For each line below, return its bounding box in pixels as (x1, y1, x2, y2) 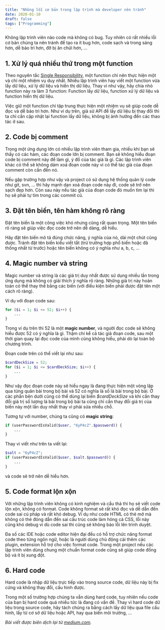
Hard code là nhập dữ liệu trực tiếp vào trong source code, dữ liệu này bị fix (5, 579, 159, 585)
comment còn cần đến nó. (5, 167, 59, 173)
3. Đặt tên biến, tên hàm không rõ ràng (5, 207, 125, 215)
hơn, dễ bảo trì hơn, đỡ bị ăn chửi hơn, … (5, 45, 88, 51)
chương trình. (5, 341, 33, 347)
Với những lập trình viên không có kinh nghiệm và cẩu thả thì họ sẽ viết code (5, 500, 161, 506)
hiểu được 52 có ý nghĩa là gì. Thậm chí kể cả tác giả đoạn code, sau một (5, 331, 154, 336)
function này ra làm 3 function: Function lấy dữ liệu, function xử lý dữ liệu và (5, 88, 159, 94)
